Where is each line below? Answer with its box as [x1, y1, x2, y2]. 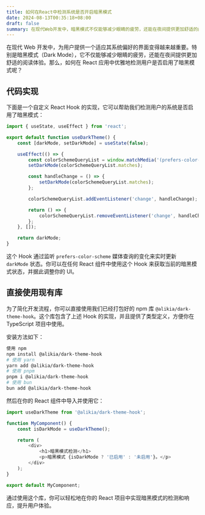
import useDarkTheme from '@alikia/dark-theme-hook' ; [6, 409, 146, 415]
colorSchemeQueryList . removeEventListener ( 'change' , [38, 212, 176, 219]
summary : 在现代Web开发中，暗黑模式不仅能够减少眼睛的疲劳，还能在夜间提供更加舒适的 [6, 26, 198, 32]
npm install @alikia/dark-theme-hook [6, 351, 103, 357]
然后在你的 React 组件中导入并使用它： [6, 397, 104, 404]
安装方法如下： [6, 333, 44, 340]
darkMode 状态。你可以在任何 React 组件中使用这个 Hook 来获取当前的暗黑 [6, 261, 192, 268]
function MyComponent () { [6, 420, 72, 426]
